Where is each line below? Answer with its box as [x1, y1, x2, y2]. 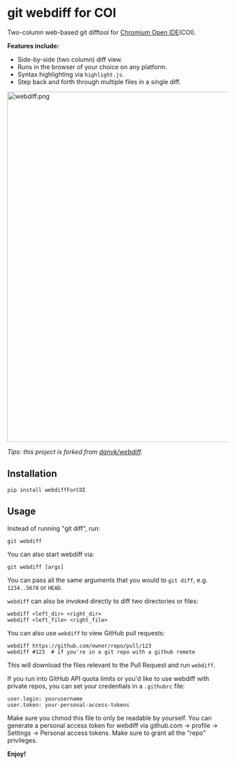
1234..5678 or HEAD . [7, 583, 63, 591]
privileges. [7, 736, 38, 744]
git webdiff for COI [7, 5, 117, 21]
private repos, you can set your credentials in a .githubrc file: [7, 682, 185, 690]
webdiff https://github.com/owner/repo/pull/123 [7, 642, 152, 649]
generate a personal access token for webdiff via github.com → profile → [7, 721, 218, 729]
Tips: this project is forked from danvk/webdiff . [7, 447, 143, 456]
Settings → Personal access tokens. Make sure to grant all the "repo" [7, 729, 206, 737]
